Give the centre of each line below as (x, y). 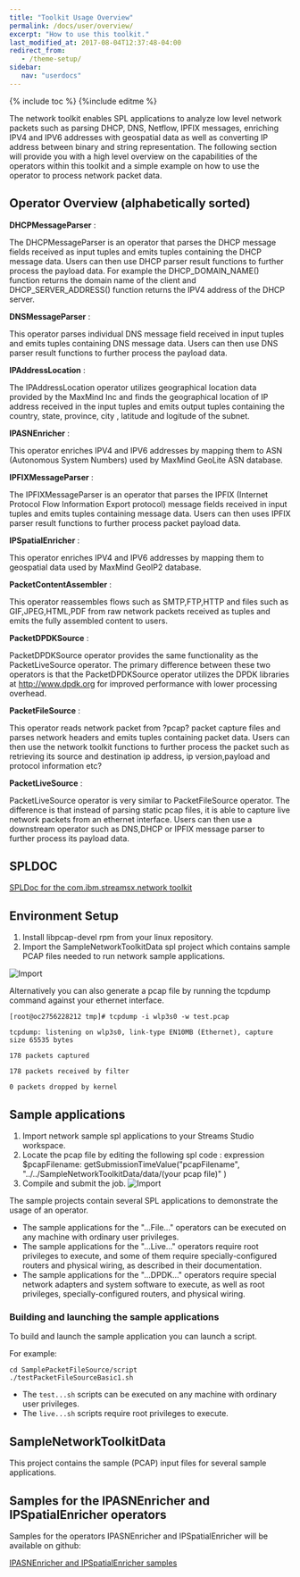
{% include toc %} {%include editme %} (83, 101)
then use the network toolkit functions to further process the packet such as (150, 747)
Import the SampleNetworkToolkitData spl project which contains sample (156, 947)
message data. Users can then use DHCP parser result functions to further (146, 261)
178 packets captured (50, 1056)
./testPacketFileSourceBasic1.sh (71, 1378)
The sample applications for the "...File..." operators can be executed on (154, 1227)
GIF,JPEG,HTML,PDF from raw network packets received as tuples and (140, 611)
